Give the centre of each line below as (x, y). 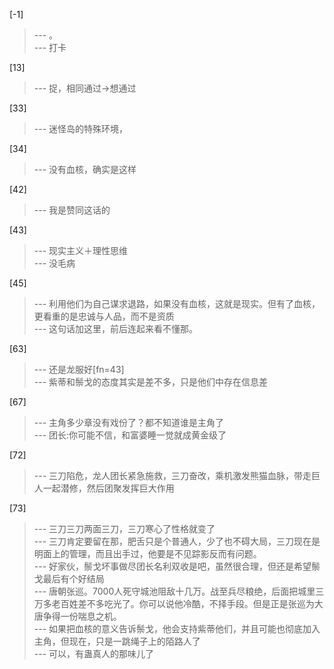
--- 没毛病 (54, 263)
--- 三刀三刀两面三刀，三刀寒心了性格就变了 (124, 528)
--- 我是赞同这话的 (72, 210)
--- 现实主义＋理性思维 (81, 250)
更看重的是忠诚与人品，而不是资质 (104, 316)
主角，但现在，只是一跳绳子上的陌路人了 (117, 641)
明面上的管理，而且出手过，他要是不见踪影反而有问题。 (147, 553)
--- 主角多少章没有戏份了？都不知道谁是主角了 (129, 422)
